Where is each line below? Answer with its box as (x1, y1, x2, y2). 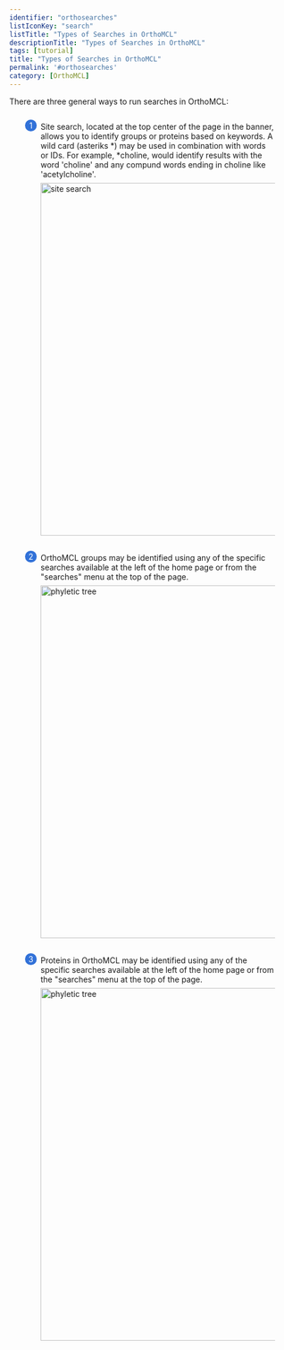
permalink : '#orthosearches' (9, 64, 118, 73)
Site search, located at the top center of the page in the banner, (40, 121, 274, 132)
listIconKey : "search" (9, 21, 94, 30)
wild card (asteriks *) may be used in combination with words (40, 140, 266, 150)
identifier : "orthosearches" (9, 13, 118, 22)
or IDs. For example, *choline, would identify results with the (40, 150, 263, 160)
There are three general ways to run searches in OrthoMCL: (9, 96, 230, 107)
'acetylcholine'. (40, 168, 96, 179)
